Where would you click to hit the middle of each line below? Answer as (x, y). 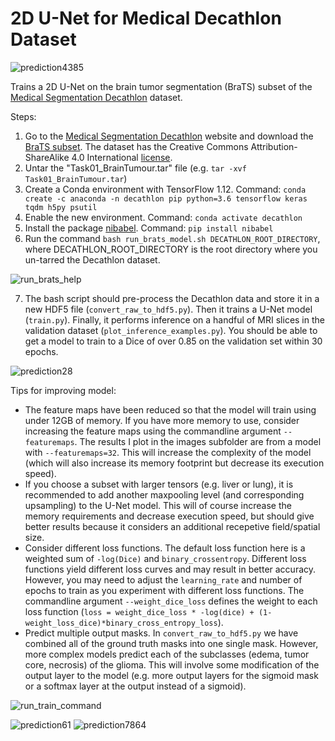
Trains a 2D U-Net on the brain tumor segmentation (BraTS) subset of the (161, 86)
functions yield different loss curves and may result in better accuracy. (170, 569)
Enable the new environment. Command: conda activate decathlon (163, 217)
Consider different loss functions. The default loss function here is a (165, 548)
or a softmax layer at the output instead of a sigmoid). (135, 686)
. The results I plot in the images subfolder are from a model (198, 441)
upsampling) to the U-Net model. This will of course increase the (158, 505)
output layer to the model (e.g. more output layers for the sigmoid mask (171, 675)
